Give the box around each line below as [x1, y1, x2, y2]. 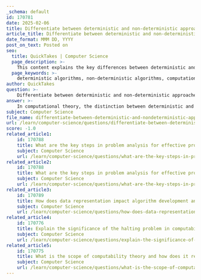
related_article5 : [6, 242, 52, 248]
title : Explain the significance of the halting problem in [17, 226, 170, 232]
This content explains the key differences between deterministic [17, 64, 186, 71]
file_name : [6, 114, 33, 120]
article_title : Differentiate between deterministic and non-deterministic [6, 31, 199, 37]
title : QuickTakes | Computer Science [11, 53, 109, 59]
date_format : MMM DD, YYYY [6, 36, 74, 42]
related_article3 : [6, 187, 52, 193]
